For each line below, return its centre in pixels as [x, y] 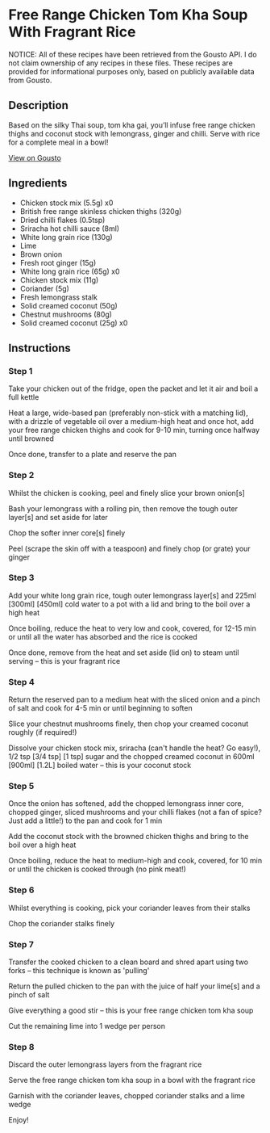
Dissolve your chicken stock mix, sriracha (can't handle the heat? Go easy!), [135, 748]
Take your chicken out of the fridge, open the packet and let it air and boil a [133, 388]
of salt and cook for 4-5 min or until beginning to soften [100, 708]
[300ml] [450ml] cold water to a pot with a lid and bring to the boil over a [129, 604]
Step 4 [21, 682]
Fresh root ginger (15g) [58, 262]
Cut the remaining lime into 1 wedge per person [87, 1026]
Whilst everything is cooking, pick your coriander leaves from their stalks [129, 908]
